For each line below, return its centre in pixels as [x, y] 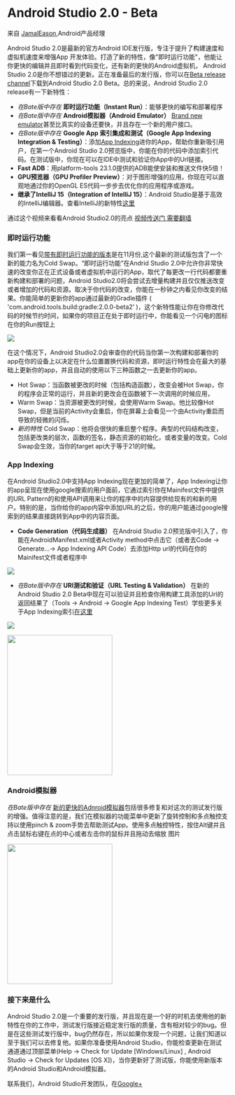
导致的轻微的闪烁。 [45, 420]
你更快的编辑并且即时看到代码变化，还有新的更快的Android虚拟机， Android [116, 65]
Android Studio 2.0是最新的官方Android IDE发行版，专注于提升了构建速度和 [116, 48]
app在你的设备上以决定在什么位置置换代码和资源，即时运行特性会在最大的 [114, 361]
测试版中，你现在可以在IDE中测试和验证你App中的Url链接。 [122, 159]
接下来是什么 [29, 1000]
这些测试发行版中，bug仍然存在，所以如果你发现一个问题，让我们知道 [120, 1034]
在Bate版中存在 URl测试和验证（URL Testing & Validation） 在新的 [113, 585]
